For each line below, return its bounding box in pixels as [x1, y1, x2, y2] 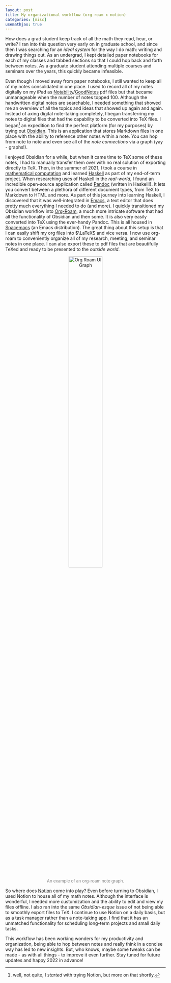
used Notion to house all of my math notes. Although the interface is [5, 893, 149, 899]
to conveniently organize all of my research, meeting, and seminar [17, 235, 156, 241]
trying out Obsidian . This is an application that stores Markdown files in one [5, 128, 164, 134]
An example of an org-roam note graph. [46, 878, 125, 883]
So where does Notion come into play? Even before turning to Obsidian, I [5, 888, 158, 894]
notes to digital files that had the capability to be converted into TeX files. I [5, 116, 161, 122]
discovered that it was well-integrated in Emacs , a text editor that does [5, 197, 154, 203]
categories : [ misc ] [5, 17, 47, 22]
